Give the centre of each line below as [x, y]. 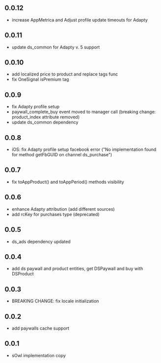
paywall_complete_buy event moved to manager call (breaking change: [84, 112]
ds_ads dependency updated [41, 242]
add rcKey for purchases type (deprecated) [55, 214]
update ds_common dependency [45, 122]
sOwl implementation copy [39, 355]
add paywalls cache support [40, 328]
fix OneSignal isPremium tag [40, 79]
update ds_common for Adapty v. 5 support [56, 47]
